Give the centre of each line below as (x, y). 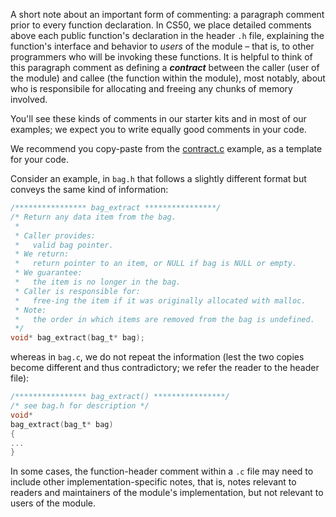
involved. (29, 99)
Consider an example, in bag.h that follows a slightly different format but (158, 178)
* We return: (42, 254)
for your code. (40, 159)
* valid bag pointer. (64, 245)
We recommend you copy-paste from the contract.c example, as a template (166, 148)
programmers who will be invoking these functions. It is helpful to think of (161, 57)
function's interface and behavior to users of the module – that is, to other (162, 46)
